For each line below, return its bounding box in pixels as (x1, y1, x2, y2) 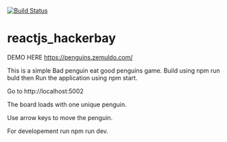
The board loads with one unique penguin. (7, 100, 127, 108)
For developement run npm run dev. (7, 127, 108, 135)
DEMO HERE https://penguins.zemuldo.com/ (7, 53, 133, 61)
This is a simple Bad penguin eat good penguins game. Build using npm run (7, 66, 221, 75)
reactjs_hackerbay (7, 31, 117, 46)
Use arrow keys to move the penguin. (7, 113, 113, 121)
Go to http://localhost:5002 (7, 86, 84, 95)
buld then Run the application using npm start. (7, 73, 138, 82)
